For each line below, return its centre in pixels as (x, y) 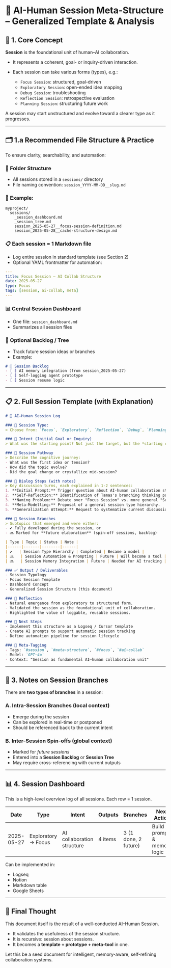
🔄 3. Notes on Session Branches (57, 680)
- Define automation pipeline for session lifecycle (62, 636)
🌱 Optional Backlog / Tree (37, 340)
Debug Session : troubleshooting (53, 93)
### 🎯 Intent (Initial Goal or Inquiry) (49, 439)
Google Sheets (28, 891)
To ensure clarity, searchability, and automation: (55, 155)
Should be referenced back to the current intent (63, 728)
